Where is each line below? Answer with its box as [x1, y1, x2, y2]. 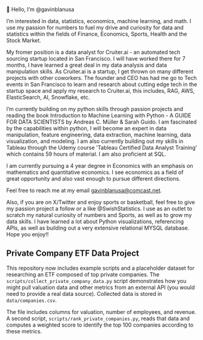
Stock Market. [6, 37, 41, 44]
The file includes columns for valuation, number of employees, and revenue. [6, 308, 197, 315]
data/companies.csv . [6, 296, 57, 304]
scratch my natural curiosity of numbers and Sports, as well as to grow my [6, 212, 192, 218]
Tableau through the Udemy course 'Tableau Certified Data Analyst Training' [6, 144, 198, 151]
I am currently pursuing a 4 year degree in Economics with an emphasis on [6, 162, 193, 169]
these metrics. [6, 327, 42, 335]
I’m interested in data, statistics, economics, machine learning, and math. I [6, 18, 191, 24]
